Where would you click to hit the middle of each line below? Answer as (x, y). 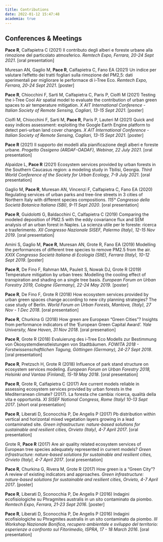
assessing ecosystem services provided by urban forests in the (69, 389)
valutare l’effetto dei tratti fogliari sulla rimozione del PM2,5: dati (69, 75)
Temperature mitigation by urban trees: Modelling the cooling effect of (75, 275)
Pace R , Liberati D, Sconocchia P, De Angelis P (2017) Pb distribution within (80, 414)
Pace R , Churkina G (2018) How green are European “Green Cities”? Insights (81, 319)
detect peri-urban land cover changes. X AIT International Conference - (77, 130)
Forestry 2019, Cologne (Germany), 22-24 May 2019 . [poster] (67, 285)
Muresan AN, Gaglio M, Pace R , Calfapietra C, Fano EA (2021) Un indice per (81, 70)
